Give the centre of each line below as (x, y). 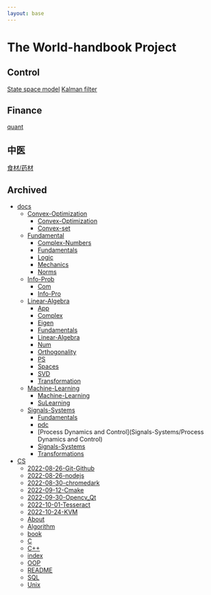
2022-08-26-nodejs (55, 476)
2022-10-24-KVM (52, 512)
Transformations (61, 454)
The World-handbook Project (92, 47)
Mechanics (53, 265)
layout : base (26, 13)
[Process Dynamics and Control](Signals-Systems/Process (121, 432)
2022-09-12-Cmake (55, 490)
